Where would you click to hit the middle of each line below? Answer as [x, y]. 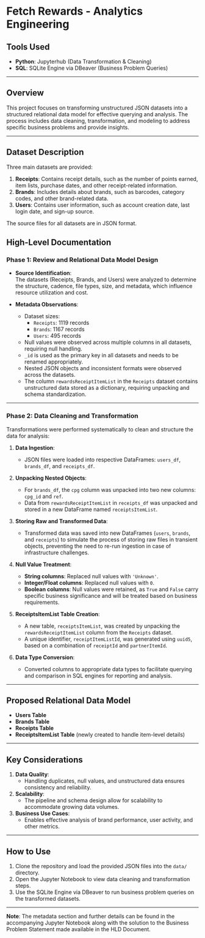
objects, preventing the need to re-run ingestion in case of [98, 546]
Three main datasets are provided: [49, 167]
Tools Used [28, 47]
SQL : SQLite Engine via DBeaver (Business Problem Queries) [92, 68]
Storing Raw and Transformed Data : [61, 521]
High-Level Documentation [59, 243]
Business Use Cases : [42, 813]
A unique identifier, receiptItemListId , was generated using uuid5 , [108, 639]
